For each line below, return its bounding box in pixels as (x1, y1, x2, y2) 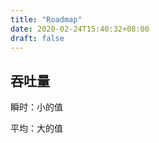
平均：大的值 (10, 122, 63, 135)
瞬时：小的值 (10, 101, 63, 113)
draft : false (10, 33, 65, 43)
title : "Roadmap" (10, 14, 83, 25)
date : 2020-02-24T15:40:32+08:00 (10, 24, 150, 34)
